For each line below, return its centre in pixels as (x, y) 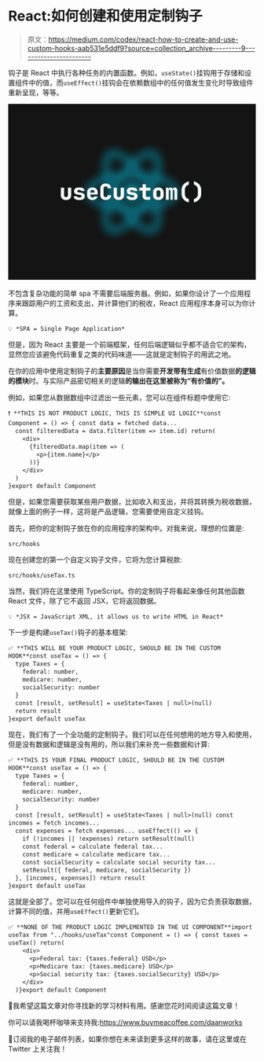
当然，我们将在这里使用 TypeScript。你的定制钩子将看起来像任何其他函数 (126, 591)
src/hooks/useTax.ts (42, 576)
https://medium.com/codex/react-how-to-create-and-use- (143, 39)
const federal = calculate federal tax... (93, 847)
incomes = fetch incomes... (54, 823)
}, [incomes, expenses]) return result (81, 878)
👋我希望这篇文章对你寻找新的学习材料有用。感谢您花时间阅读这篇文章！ (124, 1006)
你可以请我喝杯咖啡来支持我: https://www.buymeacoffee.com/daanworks (125, 1022)
